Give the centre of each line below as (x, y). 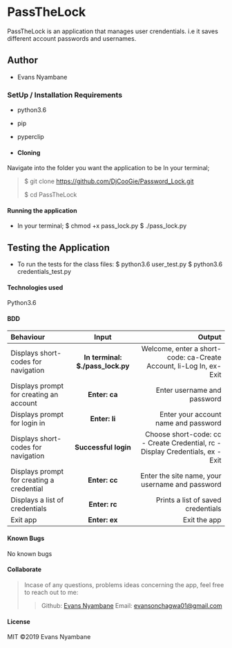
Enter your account (191, 414)
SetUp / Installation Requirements (65, 95)
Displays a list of (37, 500)
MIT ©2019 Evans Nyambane (49, 637)
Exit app (24, 519)
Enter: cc (103, 480)
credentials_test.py (44, 272)
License (19, 621)
